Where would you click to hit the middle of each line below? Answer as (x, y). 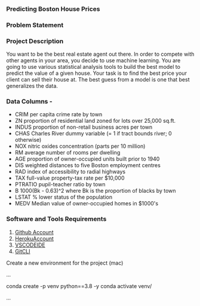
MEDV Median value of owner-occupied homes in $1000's (87, 204)
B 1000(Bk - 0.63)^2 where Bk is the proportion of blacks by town (95, 191)
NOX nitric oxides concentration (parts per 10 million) (80, 146)
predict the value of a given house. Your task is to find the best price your (96, 73)
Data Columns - (29, 102)
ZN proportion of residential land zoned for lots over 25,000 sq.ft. (95, 121)
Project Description (35, 41)
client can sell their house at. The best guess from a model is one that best (98, 80)
